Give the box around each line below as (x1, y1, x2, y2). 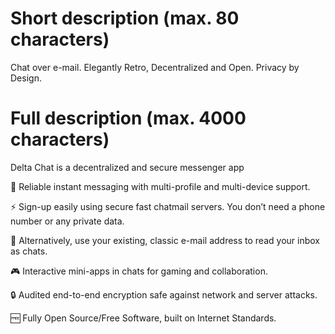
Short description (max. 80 (10, 7, 240, 30)
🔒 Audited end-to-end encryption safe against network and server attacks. (10, 288, 318, 301)
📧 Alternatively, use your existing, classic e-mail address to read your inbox (10, 234, 320, 246)
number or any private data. (10, 215, 125, 227)
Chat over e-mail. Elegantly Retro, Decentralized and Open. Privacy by (10, 61, 300, 73)
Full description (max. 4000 (10, 107, 247, 130)
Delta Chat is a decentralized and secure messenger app (10, 161, 245, 173)
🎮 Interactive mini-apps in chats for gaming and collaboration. (10, 265, 268, 277)
